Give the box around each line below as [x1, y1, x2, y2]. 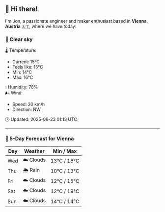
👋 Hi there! [5, 5, 38, 13]
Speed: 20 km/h [12, 102, 45, 107]
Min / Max [53, 148, 77, 155]
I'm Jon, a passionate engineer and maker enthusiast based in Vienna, [5, 18, 148, 24]
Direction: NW [12, 106, 41, 112]
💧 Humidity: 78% [5, 84, 38, 90]
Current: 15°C [12, 59, 40, 65]
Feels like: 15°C [12, 64, 43, 70]
